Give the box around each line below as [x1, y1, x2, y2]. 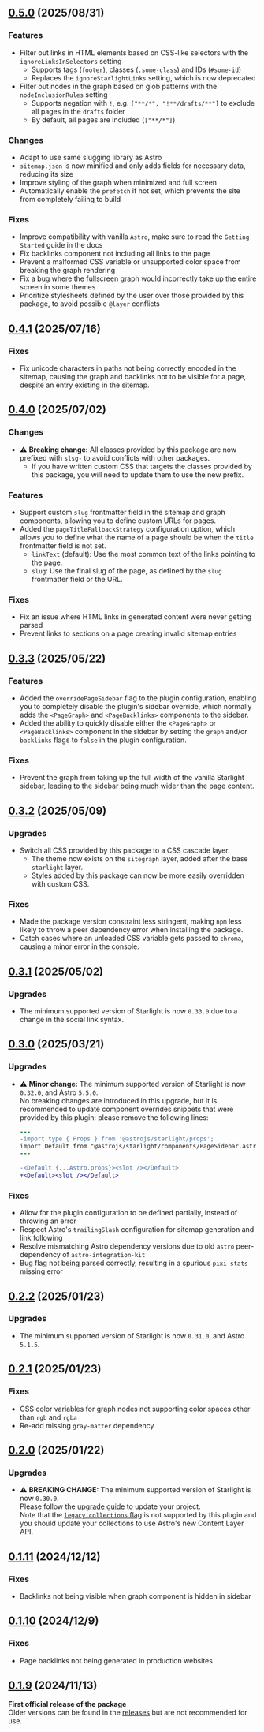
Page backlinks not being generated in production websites [19, 1655, 213, 1665]
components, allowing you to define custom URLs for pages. [19, 516, 217, 525]
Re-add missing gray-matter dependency [19, 1420, 154, 1430]
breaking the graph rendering [19, 266, 116, 275]
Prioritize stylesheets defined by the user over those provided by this [19, 291, 244, 300]
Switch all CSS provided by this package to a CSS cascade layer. [19, 845, 230, 855]
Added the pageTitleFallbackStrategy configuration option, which [19, 524, 235, 533]
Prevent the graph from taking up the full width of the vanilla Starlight [19, 773, 244, 782]
